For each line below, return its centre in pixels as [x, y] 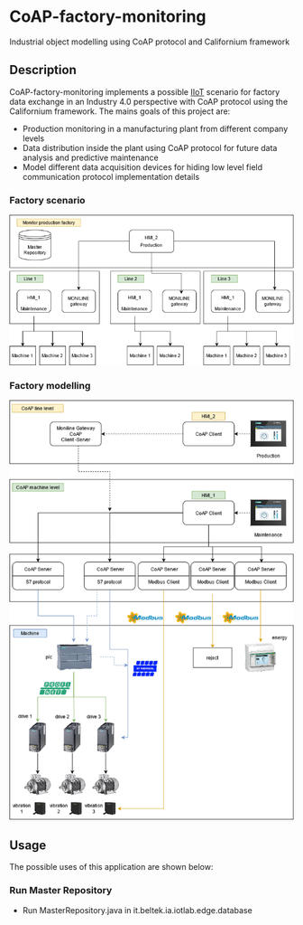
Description [43, 70]
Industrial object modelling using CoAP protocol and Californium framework [150, 42]
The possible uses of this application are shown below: [111, 867]
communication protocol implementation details [111, 176]
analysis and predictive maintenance [91, 157]
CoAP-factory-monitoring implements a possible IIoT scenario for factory [145, 91]
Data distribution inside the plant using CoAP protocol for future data [150, 147]
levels [33, 138]
